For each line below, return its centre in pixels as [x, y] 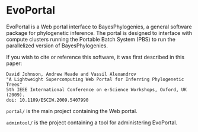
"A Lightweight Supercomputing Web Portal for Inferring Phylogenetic [95, 79]
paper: [14, 63]
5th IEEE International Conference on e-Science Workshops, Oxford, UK [96, 89]
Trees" [14, 84]
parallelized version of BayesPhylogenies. [57, 46]
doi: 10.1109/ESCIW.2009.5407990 [47, 100]
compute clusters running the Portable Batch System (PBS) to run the [91, 39]
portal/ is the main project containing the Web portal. [72, 111]
